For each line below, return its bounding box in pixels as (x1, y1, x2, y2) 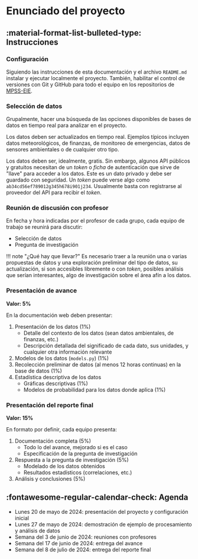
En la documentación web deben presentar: (6, 312, 113, 319)
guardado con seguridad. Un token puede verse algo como (6, 176, 150, 183)
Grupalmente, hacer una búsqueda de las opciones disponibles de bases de (6, 116, 191, 123)
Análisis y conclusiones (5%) (14, 475, 86, 482)
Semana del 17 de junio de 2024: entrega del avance (14, 539, 143, 547)
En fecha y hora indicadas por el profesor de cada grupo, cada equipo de (6, 217, 185, 224)
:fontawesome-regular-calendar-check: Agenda (6, 493, 189, 503)
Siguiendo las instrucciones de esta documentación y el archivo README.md (6, 68, 187, 75)
